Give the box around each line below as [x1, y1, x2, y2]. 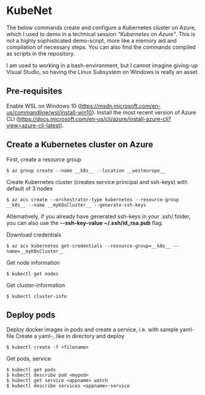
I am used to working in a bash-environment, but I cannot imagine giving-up [6, 62, 198, 69]
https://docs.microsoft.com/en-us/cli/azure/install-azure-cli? [18, 115, 171, 122]
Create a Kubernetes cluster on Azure [6, 139, 154, 150]
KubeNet [6, 4, 53, 18]
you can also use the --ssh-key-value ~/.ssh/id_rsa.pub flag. [6, 219, 163, 226]
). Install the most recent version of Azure [91, 108, 196, 116]
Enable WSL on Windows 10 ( [6, 102, 81, 109]
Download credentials [6, 231, 62, 238]
